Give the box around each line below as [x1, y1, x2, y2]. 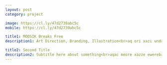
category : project [5, 12, 43, 17]
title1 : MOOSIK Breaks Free [5, 34, 64, 39]
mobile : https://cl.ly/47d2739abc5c [5, 25, 81, 30]
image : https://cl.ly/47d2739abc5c [5, 21, 79, 26]
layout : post [5, 7, 32, 12]
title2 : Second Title [5, 48, 50, 53]
